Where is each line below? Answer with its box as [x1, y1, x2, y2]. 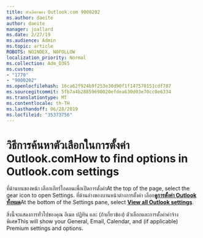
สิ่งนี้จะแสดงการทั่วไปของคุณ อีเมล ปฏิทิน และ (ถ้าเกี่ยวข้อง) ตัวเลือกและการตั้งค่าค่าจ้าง [6, 211, 179, 218]
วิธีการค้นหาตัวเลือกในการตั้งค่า [6, 138, 130, 152]
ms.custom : [6, 66, 34, 72]
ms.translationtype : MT [6, 94, 67, 101]
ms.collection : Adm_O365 [6, 60, 70, 66]
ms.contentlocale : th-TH [6, 100, 70, 106]
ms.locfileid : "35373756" [6, 112, 72, 118]
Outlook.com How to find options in [6, 152, 188, 166]
